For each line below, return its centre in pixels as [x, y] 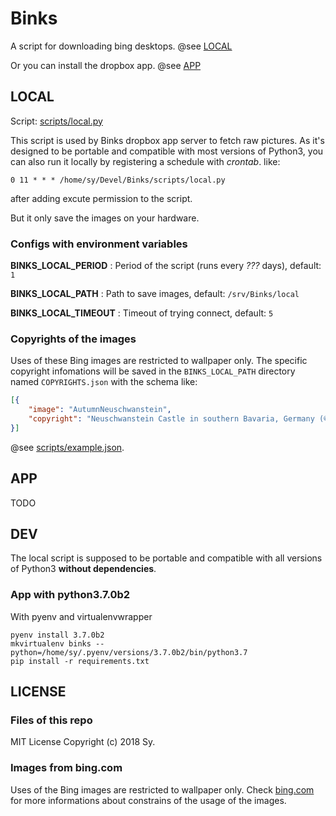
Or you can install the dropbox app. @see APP [106, 65]
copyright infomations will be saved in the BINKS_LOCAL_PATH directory [153, 371]
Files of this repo [51, 720]
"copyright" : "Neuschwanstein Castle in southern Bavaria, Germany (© [178, 419]
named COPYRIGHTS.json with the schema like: [104, 382]
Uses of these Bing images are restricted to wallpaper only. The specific [159, 361]
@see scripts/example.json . [67, 447]
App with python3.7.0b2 [70, 595]
